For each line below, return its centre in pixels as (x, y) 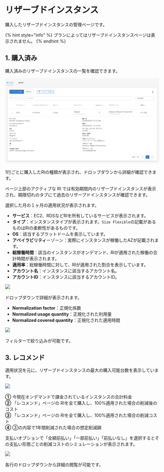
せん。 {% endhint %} (44, 41)
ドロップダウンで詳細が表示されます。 (44, 297)
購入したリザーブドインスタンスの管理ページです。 (56, 25)
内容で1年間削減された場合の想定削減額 (62, 428)
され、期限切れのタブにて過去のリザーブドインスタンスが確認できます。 (78, 195)
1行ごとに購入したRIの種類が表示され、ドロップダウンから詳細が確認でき (79, 172)
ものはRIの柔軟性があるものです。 (46, 228)
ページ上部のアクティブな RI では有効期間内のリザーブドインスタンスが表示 (81, 188)
